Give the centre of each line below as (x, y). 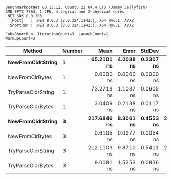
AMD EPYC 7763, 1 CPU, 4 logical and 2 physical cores (65, 12)
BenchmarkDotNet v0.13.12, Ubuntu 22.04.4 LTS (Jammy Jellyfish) (76, 7)
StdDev (150, 51)
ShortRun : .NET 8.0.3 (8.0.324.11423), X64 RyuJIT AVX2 (72, 25)
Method (33, 51)
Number (72, 51)
